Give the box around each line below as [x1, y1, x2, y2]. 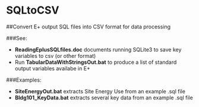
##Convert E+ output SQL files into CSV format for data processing [6, 23, 171, 30]
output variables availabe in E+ [14, 64, 91, 72]
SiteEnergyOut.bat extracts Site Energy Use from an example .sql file [14, 87, 186, 95]
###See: [6, 34, 27, 41]
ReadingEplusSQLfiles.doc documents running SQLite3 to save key [14, 46, 182, 53]
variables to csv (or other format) [14, 52, 96, 59]
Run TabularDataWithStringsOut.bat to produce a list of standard [14, 59, 177, 66]
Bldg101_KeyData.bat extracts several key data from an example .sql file [14, 94, 193, 101]
